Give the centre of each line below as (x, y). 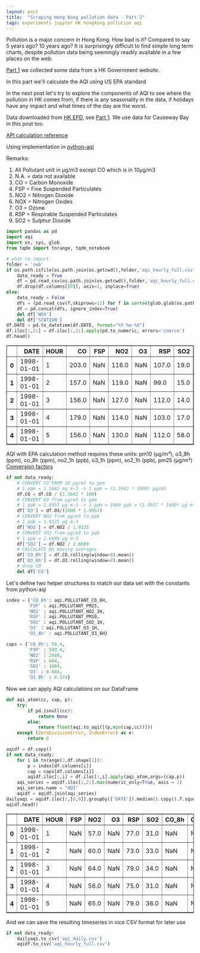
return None (53, 716)
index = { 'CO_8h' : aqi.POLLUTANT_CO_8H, (57, 600)
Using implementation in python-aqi (50, 147)
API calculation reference (37, 135)
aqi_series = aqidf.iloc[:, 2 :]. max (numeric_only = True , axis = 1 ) (100, 783)
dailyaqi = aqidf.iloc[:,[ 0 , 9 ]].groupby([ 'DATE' (68, 799)
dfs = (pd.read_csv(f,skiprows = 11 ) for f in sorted (82, 303)
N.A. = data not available (45, 176)
